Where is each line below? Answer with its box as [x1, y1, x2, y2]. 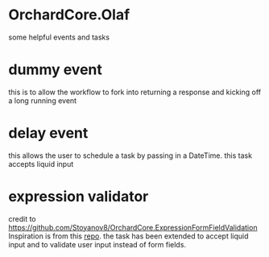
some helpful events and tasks [8, 32, 110, 42]
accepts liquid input [8, 159, 74, 168]
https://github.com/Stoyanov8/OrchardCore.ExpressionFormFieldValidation [8, 222, 258, 232]
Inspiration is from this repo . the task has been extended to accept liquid [8, 231, 249, 241]
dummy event [8, 60, 103, 79]
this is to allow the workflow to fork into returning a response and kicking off [8, 87, 262, 97]
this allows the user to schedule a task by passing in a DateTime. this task [8, 151, 252, 160]
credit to [8, 213, 36, 223]
